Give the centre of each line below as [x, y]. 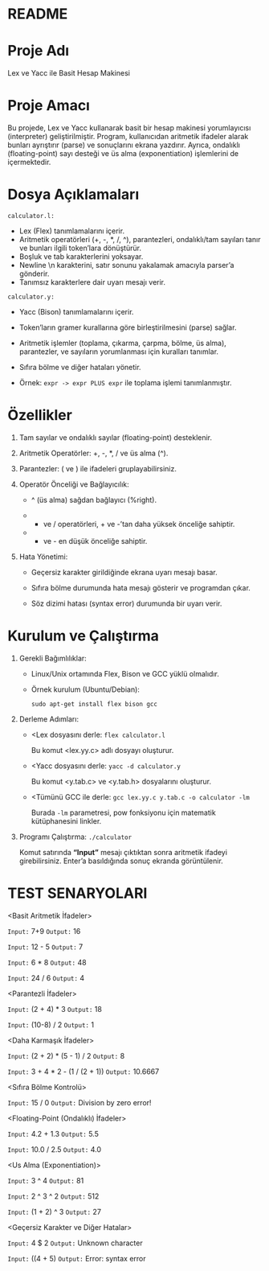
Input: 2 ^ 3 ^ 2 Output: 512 [53, 1196]
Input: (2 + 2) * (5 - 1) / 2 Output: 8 [66, 1055]
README [38, 14]
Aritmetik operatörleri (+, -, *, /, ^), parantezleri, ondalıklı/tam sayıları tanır [140, 239]
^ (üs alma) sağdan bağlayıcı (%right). [94, 500]
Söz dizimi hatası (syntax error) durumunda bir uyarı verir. [126, 603]
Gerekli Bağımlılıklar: [53, 658]
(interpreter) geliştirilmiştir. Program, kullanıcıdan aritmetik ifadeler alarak [128, 137]
